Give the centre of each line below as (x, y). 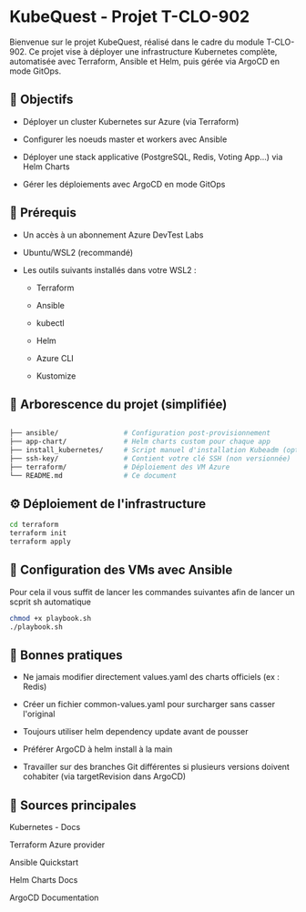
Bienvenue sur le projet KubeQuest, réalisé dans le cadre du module (137, 42)
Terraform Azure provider (57, 845)
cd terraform (34, 525)
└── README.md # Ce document (93, 475)
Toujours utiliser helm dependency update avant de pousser (135, 732)
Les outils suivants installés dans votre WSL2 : (110, 269)
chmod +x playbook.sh (51, 618)
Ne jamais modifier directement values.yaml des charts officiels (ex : (151, 677)
